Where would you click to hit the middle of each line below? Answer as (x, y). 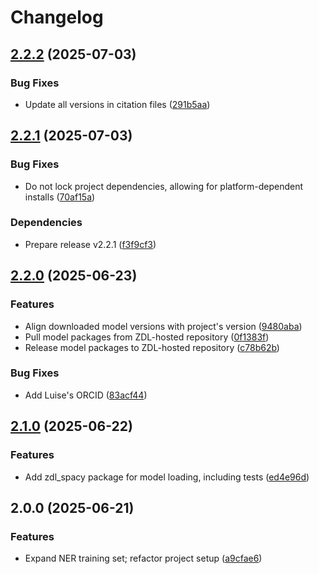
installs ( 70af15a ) (60, 197)
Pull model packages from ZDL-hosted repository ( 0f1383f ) (147, 337)
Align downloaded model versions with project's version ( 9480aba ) (163, 326)
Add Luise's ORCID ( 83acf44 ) (86, 395)
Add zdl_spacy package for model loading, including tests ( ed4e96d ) (167, 477)
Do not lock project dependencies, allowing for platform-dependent (164, 186)
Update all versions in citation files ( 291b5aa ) (117, 104)
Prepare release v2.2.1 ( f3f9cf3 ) (90, 244)
